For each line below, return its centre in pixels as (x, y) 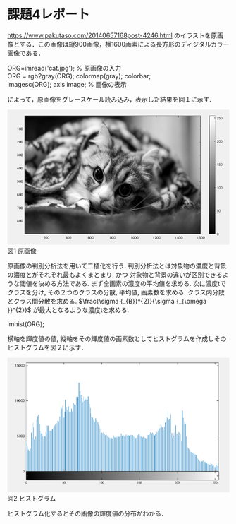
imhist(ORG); (26, 324)
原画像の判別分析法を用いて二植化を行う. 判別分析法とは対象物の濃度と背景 (117, 266)
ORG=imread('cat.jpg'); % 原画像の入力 (64, 68)
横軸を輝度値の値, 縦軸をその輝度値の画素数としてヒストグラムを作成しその (117, 338)
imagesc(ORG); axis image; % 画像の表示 (67, 84)
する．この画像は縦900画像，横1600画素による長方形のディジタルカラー (124, 44)
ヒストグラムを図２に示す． (48, 347)
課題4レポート (49, 14)
